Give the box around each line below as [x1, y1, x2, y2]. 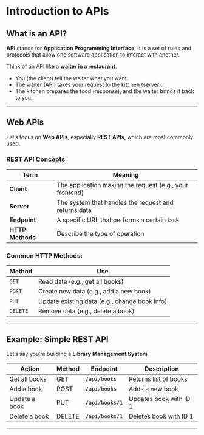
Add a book [9, 385, 42, 393]
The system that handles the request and [56, 199, 174, 207]
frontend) [56, 188, 84, 197]
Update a [9, 395, 36, 403]
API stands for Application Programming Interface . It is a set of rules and [6, 44, 191, 52]
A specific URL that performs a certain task [56, 216, 180, 224]
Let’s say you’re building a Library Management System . [6, 351, 149, 358]
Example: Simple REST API [6, 334, 109, 344]
